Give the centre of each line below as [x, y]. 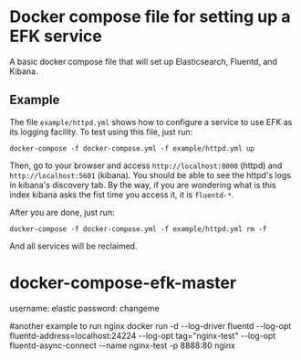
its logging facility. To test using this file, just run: [101, 132]
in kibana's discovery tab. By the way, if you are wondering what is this [143, 185]
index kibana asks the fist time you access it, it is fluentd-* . [122, 195]
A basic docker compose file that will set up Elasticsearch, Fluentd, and [144, 61]
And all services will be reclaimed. [73, 246]
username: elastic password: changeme [84, 308]
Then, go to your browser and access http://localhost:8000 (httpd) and [146, 165]
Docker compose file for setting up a [150, 17]
